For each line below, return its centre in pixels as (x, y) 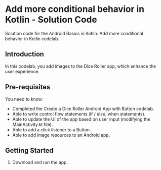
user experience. (22, 71)
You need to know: (24, 99)
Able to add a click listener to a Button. (52, 129)
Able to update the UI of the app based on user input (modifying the (81, 119)
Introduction (25, 54)
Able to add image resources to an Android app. (61, 135)
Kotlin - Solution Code (51, 20)
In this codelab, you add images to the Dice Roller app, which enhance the (81, 66)
